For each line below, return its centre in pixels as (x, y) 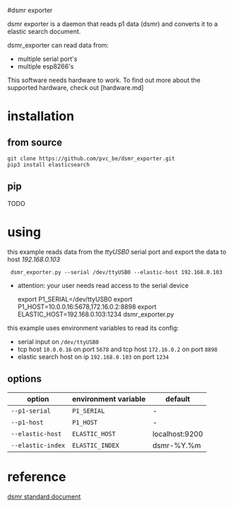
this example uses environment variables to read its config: (93, 328)
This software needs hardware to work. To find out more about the (104, 80)
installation (41, 116)
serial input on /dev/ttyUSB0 (58, 341)
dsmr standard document (44, 496)
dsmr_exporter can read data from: (58, 45)
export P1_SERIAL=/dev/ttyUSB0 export (75, 299)
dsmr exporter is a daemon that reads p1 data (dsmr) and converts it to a (113, 24)
